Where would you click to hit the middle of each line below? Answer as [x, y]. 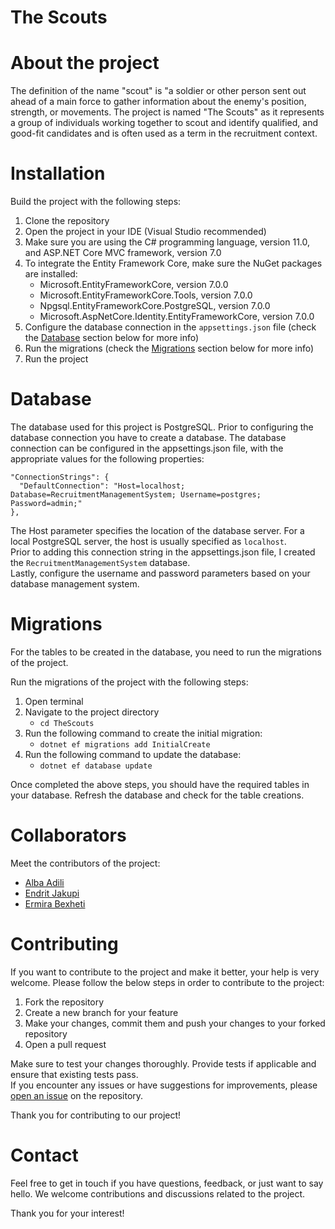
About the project [85, 63]
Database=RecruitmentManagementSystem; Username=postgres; [136, 495]
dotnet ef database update [96, 766]
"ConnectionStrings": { [60, 477]
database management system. [75, 584]
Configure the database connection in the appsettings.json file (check [170, 327]
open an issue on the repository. [77, 1095]
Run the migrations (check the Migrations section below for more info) [169, 348]
